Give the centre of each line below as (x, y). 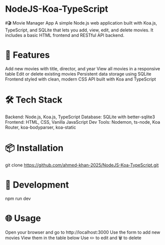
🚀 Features (28, 55)
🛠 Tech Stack (34, 100)
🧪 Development (37, 185)
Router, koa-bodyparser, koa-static (41, 127)
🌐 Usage (23, 218)
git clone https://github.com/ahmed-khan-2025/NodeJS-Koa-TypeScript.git (82, 165)
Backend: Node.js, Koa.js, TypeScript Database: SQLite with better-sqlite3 (80, 117)
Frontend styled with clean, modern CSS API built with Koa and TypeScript (81, 79)
